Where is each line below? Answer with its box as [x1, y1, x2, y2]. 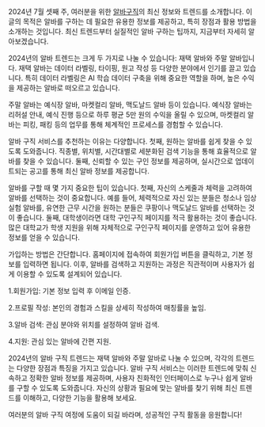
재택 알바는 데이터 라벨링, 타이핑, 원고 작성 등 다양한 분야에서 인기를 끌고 [18, 63, 242, 73]
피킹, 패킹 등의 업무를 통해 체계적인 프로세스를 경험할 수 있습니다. [22, 120, 223, 129]
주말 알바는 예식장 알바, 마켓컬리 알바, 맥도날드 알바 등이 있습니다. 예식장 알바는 [8, 100, 253, 109]
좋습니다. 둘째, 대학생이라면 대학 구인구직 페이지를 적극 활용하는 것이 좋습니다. [16, 213, 257, 222]
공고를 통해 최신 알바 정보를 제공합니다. [28, 166, 150, 176]
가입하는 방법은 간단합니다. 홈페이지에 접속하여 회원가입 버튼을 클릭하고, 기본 [8, 250, 245, 259]
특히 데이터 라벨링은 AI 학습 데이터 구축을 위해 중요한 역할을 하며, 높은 [25, 74, 240, 82]
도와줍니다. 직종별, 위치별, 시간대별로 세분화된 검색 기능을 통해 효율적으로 [22, 147, 249, 156]
